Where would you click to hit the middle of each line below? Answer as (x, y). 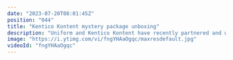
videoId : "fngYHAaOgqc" (42, 46)
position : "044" (31, 20)
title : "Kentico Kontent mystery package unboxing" (83, 26)
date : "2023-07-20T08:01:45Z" (51, 13)
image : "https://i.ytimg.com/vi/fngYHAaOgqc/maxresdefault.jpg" (102, 39)
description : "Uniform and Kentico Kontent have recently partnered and (114, 33)
